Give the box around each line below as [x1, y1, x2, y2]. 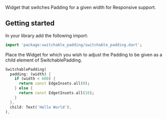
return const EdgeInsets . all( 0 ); [18, 81, 90, 86]
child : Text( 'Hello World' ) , [10, 104, 72, 110]
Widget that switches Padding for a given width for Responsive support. [5, 5, 156, 10]
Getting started [5, 19, 55, 27]
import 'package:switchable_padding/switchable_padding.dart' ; [5, 42, 143, 47]
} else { [14, 86, 33, 91]
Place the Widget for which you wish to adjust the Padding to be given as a [5, 51, 162, 57]
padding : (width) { [10, 71, 51, 77]
